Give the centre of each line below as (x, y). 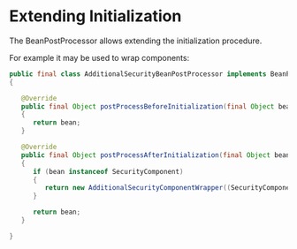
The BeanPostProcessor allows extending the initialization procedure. (136, 41)
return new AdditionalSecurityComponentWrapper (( (138, 188)
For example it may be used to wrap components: (99, 57)
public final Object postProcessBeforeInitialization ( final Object (148, 106)
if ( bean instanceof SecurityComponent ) (108, 171)
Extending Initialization (95, 16)
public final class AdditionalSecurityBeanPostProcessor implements (138, 74)
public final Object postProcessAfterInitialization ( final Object (146, 155)
